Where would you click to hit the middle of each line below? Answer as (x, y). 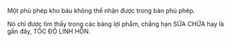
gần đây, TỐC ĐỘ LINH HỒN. (49, 31)
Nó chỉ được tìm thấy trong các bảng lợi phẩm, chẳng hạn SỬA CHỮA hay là (115, 24)
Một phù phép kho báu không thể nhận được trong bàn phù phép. (101, 11)
